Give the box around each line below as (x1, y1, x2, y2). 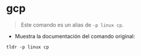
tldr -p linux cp (6, 44, 49, 50)
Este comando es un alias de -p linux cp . (20, 21, 124, 28)
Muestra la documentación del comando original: (14, 32, 136, 39)
